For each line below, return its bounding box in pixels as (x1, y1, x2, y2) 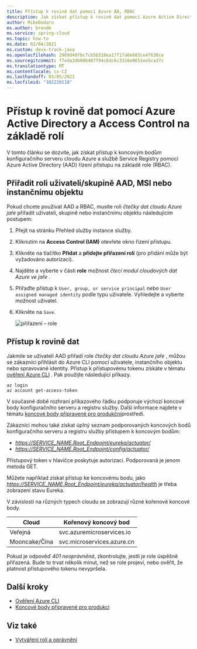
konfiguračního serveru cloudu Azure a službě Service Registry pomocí (6, 155, 179, 162)
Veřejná (9, 528, 31, 536)
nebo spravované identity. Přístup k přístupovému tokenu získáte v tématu (6, 364, 185, 372)
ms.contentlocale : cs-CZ (6, 69, 67, 74)
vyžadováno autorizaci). (15, 255, 74, 262)
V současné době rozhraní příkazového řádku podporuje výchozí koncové (6, 398, 185, 405)
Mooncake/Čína (9, 537, 53, 545)
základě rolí (6, 129, 64, 143)
